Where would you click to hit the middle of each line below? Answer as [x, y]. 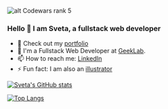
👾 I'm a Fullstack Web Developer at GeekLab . [81, 51]
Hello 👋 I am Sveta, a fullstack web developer [84, 28]
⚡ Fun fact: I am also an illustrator [65, 69]
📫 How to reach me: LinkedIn [59, 59]
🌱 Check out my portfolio [53, 43]
